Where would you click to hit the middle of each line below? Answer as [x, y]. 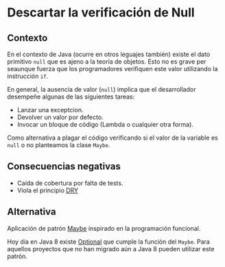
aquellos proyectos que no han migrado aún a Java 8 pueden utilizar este [111, 249]
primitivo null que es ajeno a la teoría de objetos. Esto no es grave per [107, 62]
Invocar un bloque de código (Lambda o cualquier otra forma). [105, 124]
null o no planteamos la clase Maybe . [59, 145]
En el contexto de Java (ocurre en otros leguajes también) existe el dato [109, 54]
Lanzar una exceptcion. [50, 110]
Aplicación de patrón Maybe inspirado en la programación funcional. [104, 228]
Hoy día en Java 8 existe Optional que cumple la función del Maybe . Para [109, 242]
